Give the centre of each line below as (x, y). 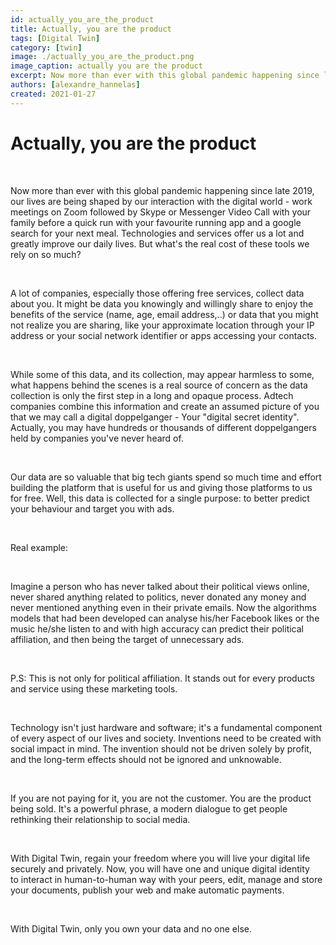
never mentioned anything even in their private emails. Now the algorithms (163, 607)
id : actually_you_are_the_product (82, 19)
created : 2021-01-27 (53, 94)
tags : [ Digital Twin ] (55, 38)
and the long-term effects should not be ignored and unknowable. (146, 759)
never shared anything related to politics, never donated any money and (158, 597)
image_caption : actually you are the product (106, 66)
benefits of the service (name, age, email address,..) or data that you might (164, 314)
